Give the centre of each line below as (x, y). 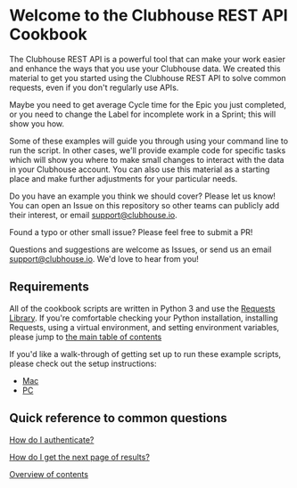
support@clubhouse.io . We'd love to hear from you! (104, 258)
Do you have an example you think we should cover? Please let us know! (143, 196)
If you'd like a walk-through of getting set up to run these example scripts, (145, 354)
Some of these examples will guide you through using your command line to (148, 141)
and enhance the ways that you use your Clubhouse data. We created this (145, 69)
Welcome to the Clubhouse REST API (148, 16)
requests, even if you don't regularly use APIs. (94, 87)
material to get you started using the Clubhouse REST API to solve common (148, 77)
